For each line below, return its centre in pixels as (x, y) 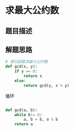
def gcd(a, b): (21, 110)
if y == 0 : (26, 71)
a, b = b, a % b (41, 120)
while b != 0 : (28, 115)
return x (33, 76)
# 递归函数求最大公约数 (27, 62)
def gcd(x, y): (21, 67)
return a (24, 124)
